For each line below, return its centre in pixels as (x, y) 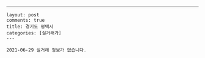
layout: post (23, 15)
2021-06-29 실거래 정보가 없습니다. (46, 50)
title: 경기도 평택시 (30, 27)
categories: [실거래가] (34, 33)
